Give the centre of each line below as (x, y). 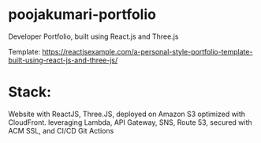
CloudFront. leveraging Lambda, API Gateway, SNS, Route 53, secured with (130, 122)
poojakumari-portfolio (82, 15)
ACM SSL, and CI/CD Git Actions (61, 130)
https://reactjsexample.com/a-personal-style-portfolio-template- (147, 51)
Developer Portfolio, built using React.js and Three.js (93, 36)
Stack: (30, 92)
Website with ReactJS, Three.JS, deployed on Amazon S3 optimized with (127, 114)
